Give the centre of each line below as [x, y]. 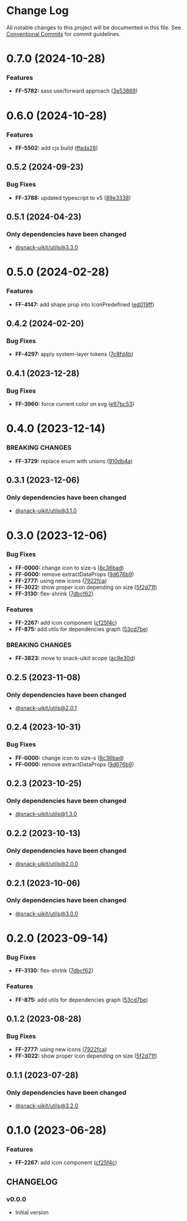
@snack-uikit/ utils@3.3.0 [47, 247]
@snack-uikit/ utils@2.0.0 [47, 864]
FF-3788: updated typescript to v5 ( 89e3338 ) [73, 198]
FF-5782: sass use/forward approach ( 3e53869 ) [76, 91]
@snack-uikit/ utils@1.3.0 [46, 814]
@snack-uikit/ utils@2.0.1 [46, 708]
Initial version [32, 1212]
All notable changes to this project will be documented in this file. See [94, 27]
